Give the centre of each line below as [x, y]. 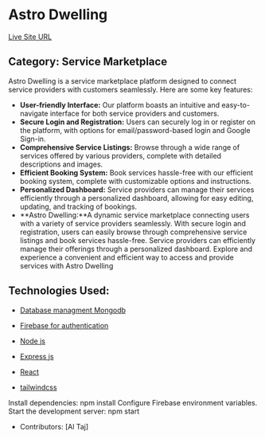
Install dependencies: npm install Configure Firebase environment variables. [133, 402]
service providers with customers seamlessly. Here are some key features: [131, 89]
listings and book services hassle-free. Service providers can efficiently [138, 240]
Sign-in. [33, 139]
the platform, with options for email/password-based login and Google [135, 130]
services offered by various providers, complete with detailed [120, 155]
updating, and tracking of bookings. [78, 206]
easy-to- [236, 104]
